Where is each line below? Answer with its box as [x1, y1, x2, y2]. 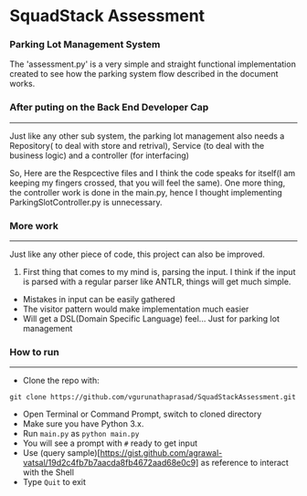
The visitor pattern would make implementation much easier [22, 303, 249, 315]
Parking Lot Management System [9, 38, 161, 51]
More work [9, 219, 59, 232]
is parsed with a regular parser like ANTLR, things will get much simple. [22, 276, 291, 288]
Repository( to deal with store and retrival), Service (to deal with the [9, 140, 265, 151]
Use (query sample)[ [22, 448, 101, 459]
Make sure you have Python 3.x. [22, 418, 144, 429]
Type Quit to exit [22, 477, 87, 488]
